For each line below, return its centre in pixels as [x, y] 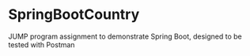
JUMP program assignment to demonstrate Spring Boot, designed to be [125, 36]
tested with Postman [42, 44]
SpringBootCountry [74, 15]
